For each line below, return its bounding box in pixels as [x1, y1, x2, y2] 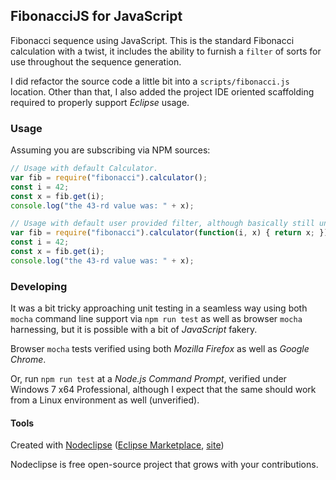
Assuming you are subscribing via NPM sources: [10, 144, 211, 156]
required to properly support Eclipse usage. [10, 96, 190, 108]
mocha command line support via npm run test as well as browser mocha [10, 313, 303, 325]
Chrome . [10, 354, 47, 366]
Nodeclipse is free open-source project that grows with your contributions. [10, 459, 319, 471]
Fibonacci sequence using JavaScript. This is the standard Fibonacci [10, 34, 295, 46]
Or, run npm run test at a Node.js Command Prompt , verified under [10, 373, 287, 385]
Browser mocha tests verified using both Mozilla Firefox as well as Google [10, 343, 310, 355]
